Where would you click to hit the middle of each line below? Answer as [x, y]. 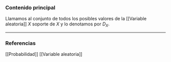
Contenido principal [30, 8]
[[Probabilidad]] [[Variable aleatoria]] [44, 54]
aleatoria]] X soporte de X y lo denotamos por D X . [58, 25]
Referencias [21, 43]
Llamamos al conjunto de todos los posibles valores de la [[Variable [76, 19]
